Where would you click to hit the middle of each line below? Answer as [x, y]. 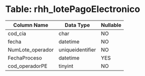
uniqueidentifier [78, 49]
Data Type [77, 25]
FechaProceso [25, 57]
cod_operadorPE [28, 66]
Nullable [111, 25]
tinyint [66, 66]
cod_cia [17, 33]
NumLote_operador [31, 49]
